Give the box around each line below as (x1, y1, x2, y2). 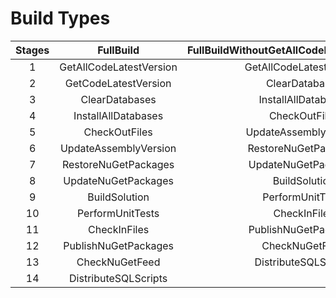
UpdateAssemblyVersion (59, 141, 177, 155)
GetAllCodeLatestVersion (59, 60, 178, 74)
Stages (15, 43, 50, 57)
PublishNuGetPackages (63, 238, 175, 252)
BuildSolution (87, 190, 150, 204)
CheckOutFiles (83, 125, 153, 139)
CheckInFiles (88, 222, 150, 236)
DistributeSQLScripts (69, 271, 168, 285)
